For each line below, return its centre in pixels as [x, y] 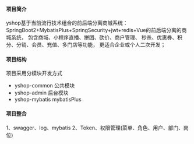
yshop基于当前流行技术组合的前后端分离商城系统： [67, 23]
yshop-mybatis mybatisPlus [48, 100]
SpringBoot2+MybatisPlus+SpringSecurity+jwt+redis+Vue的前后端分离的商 [96, 30]
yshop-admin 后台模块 [41, 93]
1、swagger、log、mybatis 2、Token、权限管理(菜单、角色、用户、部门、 [95, 128]
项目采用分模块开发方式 [34, 73]
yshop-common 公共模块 [45, 86]
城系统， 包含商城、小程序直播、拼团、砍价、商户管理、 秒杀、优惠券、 [92, 37]
